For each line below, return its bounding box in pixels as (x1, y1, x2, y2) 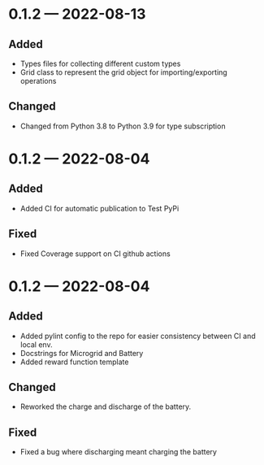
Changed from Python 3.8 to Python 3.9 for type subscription (19, 121, 226, 131)
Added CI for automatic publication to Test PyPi (19, 203, 180, 213)
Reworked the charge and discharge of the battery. (19, 402, 192, 411)
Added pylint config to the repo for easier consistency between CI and (19, 331, 256, 341)
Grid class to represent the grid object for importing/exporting (19, 67, 227, 77)
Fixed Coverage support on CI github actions (19, 249, 171, 259)
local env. (19, 339, 53, 350)
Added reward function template (19, 357, 129, 367)
